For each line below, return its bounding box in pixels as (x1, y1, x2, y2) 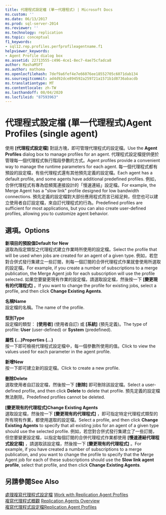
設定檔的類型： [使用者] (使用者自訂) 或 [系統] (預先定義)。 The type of (5, 321, 147, 327)
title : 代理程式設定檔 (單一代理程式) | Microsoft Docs (5, 7, 113, 12)
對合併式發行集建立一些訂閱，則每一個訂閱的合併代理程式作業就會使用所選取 (5, 259, 161, 264)
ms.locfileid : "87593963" (5, 94, 58, 99)
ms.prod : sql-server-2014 (5, 21, 58, 26)
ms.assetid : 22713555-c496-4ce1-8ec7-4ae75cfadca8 (5, 58, 112, 63)
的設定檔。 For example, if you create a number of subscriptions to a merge (5, 265, 158, 271)
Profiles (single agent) (5, 128, 98, 139)
